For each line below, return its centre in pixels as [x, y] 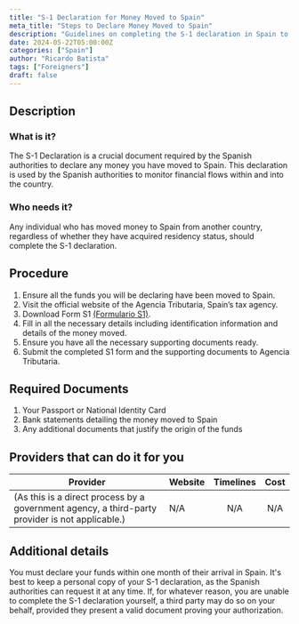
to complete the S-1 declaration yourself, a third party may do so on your [142, 600]
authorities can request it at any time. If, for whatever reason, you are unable [149, 591]
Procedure [39, 273]
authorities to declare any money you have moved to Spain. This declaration [149, 165]
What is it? [32, 137]
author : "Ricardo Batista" [59, 59]
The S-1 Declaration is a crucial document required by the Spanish [130, 156]
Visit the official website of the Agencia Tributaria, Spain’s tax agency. [150, 304]
